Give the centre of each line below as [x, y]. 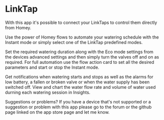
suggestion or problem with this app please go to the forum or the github [78, 107]
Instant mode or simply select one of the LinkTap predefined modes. [74, 42]
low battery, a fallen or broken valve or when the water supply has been [77, 82]
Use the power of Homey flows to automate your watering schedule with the [82, 37]
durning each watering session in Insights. [48, 92]
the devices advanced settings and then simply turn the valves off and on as [82, 57]
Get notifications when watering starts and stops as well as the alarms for [79, 77]
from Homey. [18, 27]
